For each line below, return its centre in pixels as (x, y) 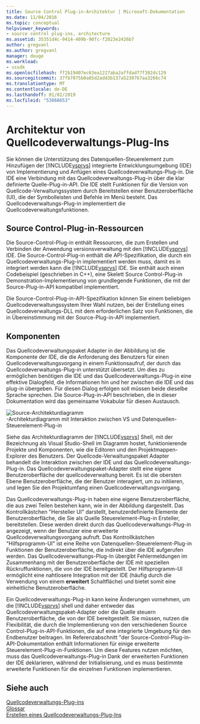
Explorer (16, 456)
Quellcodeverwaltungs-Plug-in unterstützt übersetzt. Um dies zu (85, 369)
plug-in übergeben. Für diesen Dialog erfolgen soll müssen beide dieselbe (97, 389)
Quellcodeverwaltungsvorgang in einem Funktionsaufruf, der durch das (94, 363)
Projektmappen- (158, 450)
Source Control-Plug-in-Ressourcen (75, 228)
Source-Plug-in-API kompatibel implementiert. (63, 287)
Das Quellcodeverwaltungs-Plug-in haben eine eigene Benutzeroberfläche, (99, 499)
